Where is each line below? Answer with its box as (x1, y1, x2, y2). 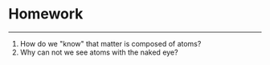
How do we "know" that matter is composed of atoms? (19, 39, 202, 48)
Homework (8, 5, 84, 23)
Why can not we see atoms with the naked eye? (19, 47, 178, 57)
